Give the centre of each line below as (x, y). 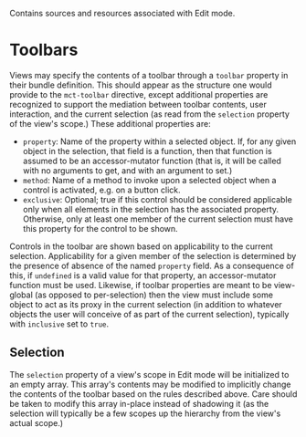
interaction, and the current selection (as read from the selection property (150, 114)
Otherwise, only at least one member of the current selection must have (158, 219)
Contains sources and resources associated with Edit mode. (122, 13)
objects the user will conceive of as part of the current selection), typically (149, 314)
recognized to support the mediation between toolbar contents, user (138, 104)
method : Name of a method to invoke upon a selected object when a (149, 180)
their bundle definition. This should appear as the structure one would (141, 85)
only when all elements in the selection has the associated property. (151, 209)
